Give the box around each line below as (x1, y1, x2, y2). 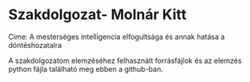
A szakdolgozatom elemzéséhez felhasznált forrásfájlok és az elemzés (8, 56, 242, 65)
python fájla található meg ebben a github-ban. (8, 64, 163, 73)
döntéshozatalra (8, 40, 62, 49)
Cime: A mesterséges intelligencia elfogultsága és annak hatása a (8, 32, 225, 41)
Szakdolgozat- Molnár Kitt (8, 6, 187, 24)
